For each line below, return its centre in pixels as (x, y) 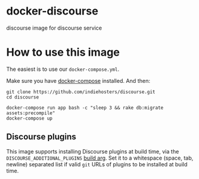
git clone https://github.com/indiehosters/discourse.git (81, 92)
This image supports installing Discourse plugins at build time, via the (93, 151)
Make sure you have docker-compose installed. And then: (78, 80)
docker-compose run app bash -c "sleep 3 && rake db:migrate (85, 108)
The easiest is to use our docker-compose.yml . (63, 69)
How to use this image (63, 52)
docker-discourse (52, 11)
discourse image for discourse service (54, 28)
